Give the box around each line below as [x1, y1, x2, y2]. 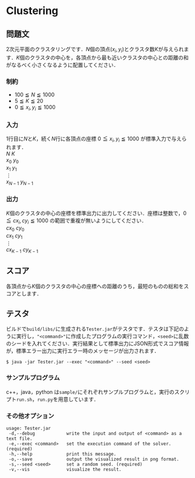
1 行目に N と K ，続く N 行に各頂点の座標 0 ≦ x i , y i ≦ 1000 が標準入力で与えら [6, 135, 187, 143]
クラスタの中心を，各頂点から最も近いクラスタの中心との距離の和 [29, 54, 189, 61]
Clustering [6, 4, 59, 18]
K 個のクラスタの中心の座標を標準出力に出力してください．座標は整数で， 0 [6, 210, 187, 217]
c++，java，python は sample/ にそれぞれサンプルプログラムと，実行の [6, 388, 175, 395]
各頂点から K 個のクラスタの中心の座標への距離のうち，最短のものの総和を [6, 282, 184, 290]
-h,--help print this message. [8, 451, 117, 457]
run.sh [16, 396, 32, 403]
